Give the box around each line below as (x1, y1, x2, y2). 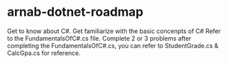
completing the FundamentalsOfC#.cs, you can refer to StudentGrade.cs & (7, 41, 219, 50)
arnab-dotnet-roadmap (7, 4, 143, 20)
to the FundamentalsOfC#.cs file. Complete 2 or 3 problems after (7, 34, 191, 42)
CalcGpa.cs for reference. (7, 49, 81, 57)
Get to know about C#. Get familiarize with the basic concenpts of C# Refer (7, 27, 221, 35)
